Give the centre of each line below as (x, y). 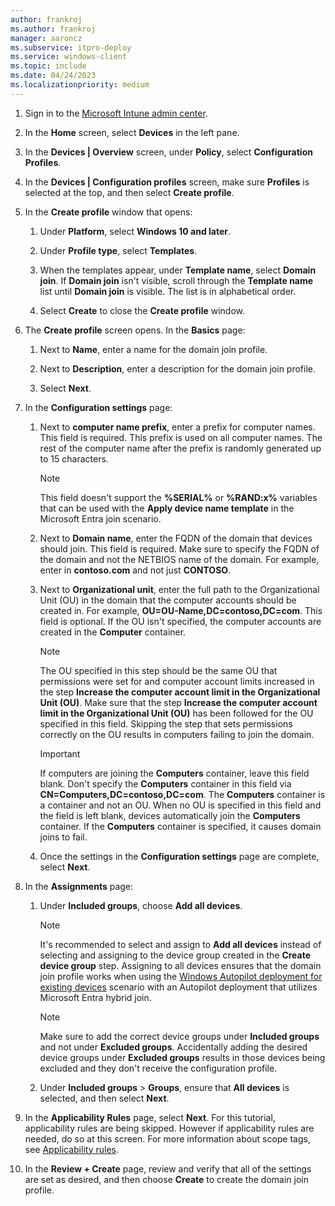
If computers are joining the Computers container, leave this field (174, 773)
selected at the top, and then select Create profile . (129, 192)
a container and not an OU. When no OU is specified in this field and (180, 805)
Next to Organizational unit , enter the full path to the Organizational (179, 589)
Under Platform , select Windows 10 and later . (135, 231)
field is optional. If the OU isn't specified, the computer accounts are (180, 621)
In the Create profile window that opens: (108, 212)
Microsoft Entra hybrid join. (95, 997)
